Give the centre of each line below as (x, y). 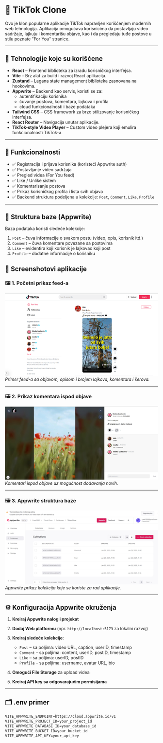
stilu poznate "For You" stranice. (37, 39)
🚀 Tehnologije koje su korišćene (54, 59)
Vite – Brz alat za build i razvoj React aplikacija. (59, 75)
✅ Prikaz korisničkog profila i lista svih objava (57, 191)
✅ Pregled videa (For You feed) (43, 175)
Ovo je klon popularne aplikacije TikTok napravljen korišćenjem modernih (78, 23)
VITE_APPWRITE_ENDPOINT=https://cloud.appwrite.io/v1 (61, 717)
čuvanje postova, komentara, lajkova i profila (64, 101)
